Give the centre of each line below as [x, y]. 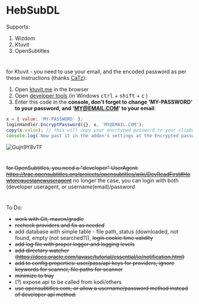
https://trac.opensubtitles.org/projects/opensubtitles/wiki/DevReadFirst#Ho [98, 174]
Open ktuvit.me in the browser [52, 89]
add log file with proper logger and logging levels [75, 244]
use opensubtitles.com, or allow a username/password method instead [101, 288]
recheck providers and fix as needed [60, 225]
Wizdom [25, 38]
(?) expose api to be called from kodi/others [68, 282]
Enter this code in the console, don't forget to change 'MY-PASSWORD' [104, 102]
